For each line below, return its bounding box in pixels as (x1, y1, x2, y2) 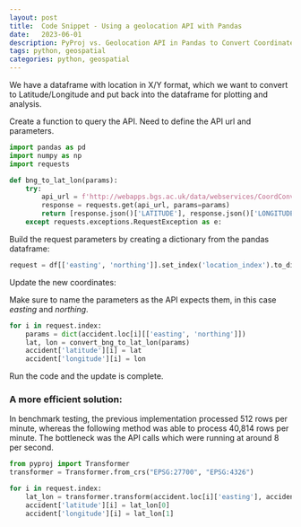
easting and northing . (9, 303, 89, 314)
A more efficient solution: (9, 393, 123, 406)
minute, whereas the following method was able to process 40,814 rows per (9, 423, 289, 434)
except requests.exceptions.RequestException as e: (25, 217, 222, 226)
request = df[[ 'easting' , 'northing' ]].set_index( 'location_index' (9, 260, 267, 269)
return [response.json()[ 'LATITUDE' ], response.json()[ (41, 209, 254, 218)
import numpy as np (9, 151, 82, 160)
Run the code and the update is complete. (9, 371, 164, 382)
